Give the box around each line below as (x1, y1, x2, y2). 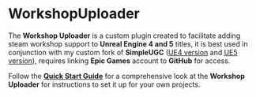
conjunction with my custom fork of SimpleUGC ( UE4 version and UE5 (8, 47, 239, 57)
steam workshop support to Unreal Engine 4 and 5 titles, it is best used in (8, 39, 248, 48)
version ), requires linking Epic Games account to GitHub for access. (8, 56, 231, 65)
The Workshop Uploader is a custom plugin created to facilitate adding (8, 31, 241, 40)
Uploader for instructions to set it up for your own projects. (8, 80, 201, 89)
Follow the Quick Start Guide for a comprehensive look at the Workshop (8, 71, 245, 80)
